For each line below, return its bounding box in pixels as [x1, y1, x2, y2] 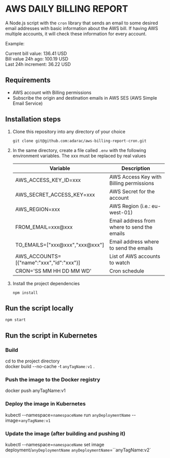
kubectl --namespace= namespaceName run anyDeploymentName [5, 412, 131, 418]
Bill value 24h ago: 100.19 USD [5, 55, 68, 62]
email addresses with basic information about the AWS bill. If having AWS [5, 25, 158, 31]
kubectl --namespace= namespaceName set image [5, 441, 105, 447]
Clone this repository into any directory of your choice [12, 128, 125, 135]
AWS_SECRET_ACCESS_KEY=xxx [15, 191, 95, 198]
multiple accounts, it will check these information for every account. [5, 30, 147, 37]
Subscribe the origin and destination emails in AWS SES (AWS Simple [12, 95, 157, 101]
